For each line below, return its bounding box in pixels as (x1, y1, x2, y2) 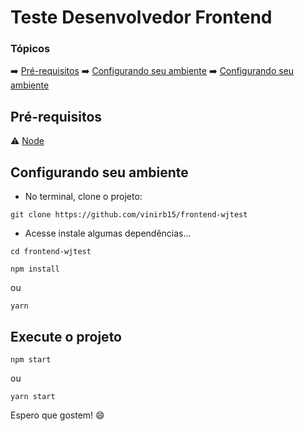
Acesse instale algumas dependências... (24, 227, 192, 240)
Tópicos (10, 42, 51, 56)
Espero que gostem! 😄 (10, 409, 105, 421)
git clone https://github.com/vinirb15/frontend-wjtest (10, 210, 248, 220)
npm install (10, 264, 60, 275)
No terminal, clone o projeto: (24, 191, 143, 203)
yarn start (10, 391, 56, 401)
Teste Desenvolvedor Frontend (10, 6, 273, 29)
